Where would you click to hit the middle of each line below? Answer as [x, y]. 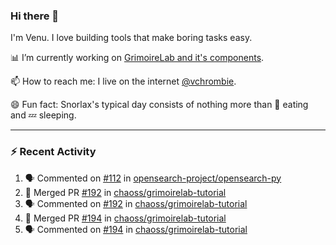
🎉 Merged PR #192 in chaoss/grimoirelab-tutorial [125, 192]
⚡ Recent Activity [53, 152]
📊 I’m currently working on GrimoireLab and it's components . [137, 58]
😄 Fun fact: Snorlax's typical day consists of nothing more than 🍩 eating [159, 105]
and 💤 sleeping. [43, 115]
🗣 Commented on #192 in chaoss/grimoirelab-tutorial [136, 203]
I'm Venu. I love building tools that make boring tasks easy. [131, 38]
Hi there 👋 [35, 16]
